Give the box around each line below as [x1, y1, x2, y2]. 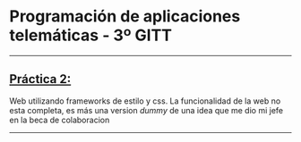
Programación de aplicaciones [9, 6, 241, 27]
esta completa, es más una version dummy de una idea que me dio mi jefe [9, 104, 284, 115]
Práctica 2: [9, 71, 72, 87]
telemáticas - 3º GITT [9, 25, 173, 46]
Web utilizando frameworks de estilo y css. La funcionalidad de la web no [9, 96, 281, 106]
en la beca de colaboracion [9, 114, 110, 125]
